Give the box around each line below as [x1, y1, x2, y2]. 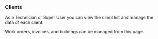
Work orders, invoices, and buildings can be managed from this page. [5, 29, 144, 35]
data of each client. [5, 19, 44, 25]
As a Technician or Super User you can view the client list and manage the [5, 15, 154, 20]
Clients [5, 4, 22, 10]
